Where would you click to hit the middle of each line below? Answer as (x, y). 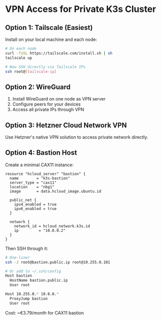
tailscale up (19, 58)
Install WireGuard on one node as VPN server (59, 99)
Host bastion (19, 276)
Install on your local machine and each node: (51, 39)
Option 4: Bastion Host (41, 153)
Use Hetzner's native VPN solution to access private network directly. (77, 137)
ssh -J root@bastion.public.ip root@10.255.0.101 (58, 262)
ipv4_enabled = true (35, 204)
